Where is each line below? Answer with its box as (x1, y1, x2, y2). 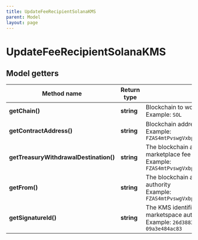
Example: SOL (146, 110, 182, 119)
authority (146, 180, 171, 189)
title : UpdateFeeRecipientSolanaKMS (6, 8, 96, 15)
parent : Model (6, 14, 41, 20)
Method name (42, 90, 82, 98)
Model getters (6, 68, 59, 78)
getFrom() (9, 183, 38, 192)
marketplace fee (146, 150, 191, 159)
